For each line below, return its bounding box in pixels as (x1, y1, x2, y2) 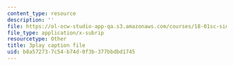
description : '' (7, 16, 54, 23)
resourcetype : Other (7, 36, 68, 43)
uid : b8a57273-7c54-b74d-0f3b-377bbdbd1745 (7, 49, 136, 56)
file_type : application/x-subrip (7, 29, 104, 36)
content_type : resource (7, 10, 77, 17)
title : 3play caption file (7, 42, 86, 49)
